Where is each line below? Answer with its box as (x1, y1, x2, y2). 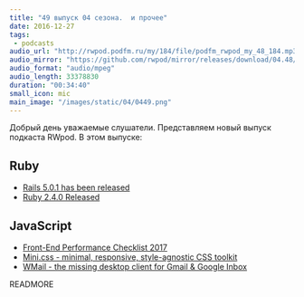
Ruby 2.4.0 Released (22, 192, 100, 203)
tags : (9, 30, 30, 39)
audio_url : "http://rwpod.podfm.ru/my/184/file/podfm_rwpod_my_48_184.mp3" (9, 47, 301, 56)
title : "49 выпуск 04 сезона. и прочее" (9, 13, 168, 23)
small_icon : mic (9, 89, 71, 98)
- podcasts (13, 38, 54, 48)
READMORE (9, 279, 54, 290)
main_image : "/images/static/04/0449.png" (9, 97, 172, 107)
